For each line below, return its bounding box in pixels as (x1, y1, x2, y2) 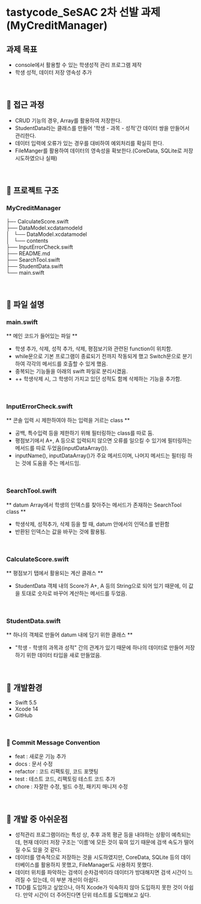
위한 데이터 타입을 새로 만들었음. (26, 652, 102, 659)
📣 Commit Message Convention (6, 738, 100, 747)
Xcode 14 (14, 705, 38, 712)
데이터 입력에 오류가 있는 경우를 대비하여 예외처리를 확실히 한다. (14, 139, 164, 146)
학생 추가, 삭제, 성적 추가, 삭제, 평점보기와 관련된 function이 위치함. (14, 345, 173, 352)
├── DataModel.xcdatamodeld (6, 224, 83, 231)
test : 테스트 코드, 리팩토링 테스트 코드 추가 (14, 775, 116, 783)
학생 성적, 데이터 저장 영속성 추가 (14, 69, 92, 76)
